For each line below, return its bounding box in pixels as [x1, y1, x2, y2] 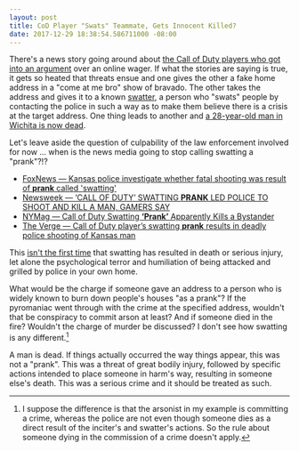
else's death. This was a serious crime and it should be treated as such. [9, 378, 272, 389]
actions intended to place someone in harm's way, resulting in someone [9, 368, 273, 379]
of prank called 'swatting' [21, 183, 117, 194]
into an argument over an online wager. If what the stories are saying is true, [9, 63, 288, 74]
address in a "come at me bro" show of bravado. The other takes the [9, 82, 261, 93]
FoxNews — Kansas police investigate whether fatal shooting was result [21, 173, 287, 184]
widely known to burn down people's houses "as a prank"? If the [9, 293, 246, 303]
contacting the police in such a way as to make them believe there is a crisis [9, 101, 288, 112]
